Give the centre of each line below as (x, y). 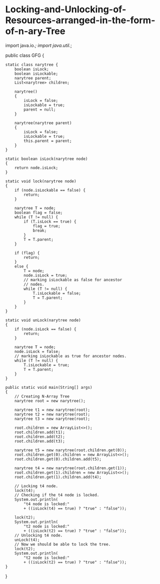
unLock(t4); (27, 540)
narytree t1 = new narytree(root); (52, 410)
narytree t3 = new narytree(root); (52, 419)
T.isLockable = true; (47, 365)
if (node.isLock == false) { (45, 329)
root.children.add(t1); (40, 432)
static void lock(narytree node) (41, 181)
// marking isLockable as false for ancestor (73, 280)
